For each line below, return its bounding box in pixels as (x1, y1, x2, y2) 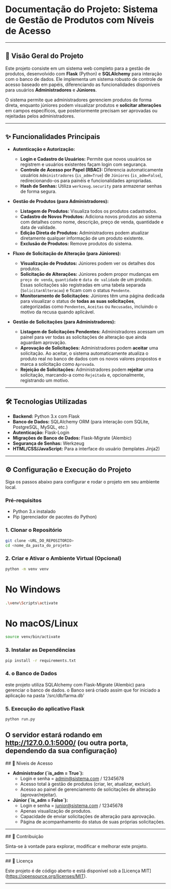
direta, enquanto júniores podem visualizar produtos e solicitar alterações (5, 102, 161, 108)
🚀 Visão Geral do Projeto (5, 52, 84, 61)
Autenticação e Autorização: (12, 146, 75, 152)
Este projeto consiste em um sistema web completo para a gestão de (5, 65, 150, 71)
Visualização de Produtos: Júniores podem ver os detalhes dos (20, 260, 155, 266)
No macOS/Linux (5, 617, 78, 629)
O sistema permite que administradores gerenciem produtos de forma (5, 97, 152, 103)
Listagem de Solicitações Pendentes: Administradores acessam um (20, 328, 164, 334)
